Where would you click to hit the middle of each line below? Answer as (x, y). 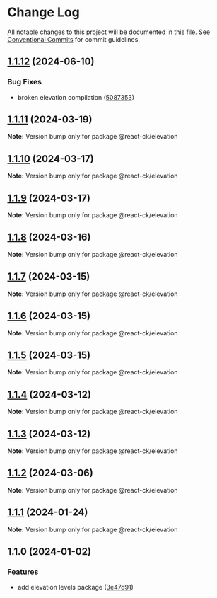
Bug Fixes (25, 82)
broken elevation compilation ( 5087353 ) (76, 97)
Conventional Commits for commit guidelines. (74, 39)
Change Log (43, 12)
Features (23, 572)
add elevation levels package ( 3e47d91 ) (76, 587)
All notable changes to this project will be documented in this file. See (109, 32)
